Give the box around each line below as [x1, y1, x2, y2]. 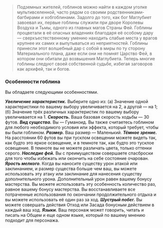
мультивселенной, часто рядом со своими [17, 9, 106, 15]
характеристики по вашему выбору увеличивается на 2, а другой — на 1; [5, 104, 158, 110]
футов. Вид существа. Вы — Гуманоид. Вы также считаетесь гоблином [5, 119, 154, 125]
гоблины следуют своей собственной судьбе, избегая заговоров [17, 61, 153, 67]
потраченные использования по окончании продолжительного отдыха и [5, 192, 157, 197]
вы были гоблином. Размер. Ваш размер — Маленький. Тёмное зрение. [5, 130, 157, 136]
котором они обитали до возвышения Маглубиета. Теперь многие [17, 56, 155, 61]
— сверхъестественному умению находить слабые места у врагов [17, 35, 158, 41]
